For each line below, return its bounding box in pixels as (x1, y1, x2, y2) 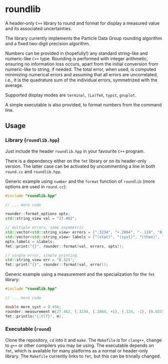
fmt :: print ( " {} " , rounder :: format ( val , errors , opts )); (5, 244, 124, 249)
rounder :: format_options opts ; (5, 211, 70, 216)
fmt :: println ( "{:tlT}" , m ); (5, 314, 64, 319)
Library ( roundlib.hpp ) (5, 137, 60, 144)
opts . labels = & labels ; (5, 239, 55, 244)
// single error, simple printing (5, 253, 77, 258)
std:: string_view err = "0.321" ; (5, 258, 75, 263)
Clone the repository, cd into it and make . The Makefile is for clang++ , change (5, 337, 162, 343)
